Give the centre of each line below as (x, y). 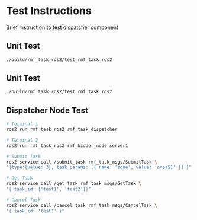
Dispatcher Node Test (47, 110)
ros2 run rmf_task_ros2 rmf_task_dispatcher (62, 129)
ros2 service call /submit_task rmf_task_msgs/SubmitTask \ (82, 162)
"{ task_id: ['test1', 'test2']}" (49, 189)
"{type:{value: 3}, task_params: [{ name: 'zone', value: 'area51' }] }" (99, 167)
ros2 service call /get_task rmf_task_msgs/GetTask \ (74, 184)
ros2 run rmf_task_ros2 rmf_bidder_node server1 (67, 146)
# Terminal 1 (22, 124)
